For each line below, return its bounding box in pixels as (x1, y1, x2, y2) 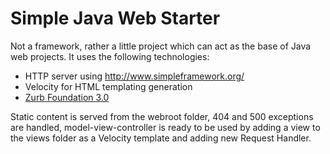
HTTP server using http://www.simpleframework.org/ (24, 70, 245, 82)
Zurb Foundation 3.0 (24, 91, 110, 103)
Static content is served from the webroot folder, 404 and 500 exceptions (10, 110, 314, 122)
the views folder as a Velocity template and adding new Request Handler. (10, 132, 312, 144)
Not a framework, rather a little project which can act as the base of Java (10, 40, 312, 52)
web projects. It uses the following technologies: (10, 50, 210, 62)
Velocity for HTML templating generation (24, 80, 193, 92)
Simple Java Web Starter (10, 7, 221, 30)
